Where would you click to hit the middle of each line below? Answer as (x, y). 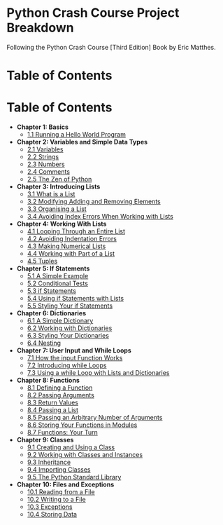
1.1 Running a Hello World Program (77, 135)
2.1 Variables (45, 149)
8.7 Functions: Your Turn (63, 432)
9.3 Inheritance (49, 462)
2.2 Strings (43, 157)
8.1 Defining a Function (60, 388)
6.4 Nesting (44, 343)
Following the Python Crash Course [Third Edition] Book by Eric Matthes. (111, 47)
